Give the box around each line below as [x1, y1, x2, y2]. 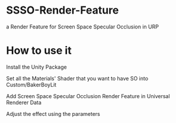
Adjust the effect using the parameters [6, 110, 101, 117]
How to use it [6, 44, 72, 57]
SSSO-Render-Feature [6, 4, 119, 17]
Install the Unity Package [6, 63, 67, 70]
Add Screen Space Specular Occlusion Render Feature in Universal [6, 92, 170, 99]
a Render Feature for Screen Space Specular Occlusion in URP [6, 23, 159, 30]
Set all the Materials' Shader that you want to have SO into [6, 75, 149, 82]
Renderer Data [6, 99, 41, 106]
